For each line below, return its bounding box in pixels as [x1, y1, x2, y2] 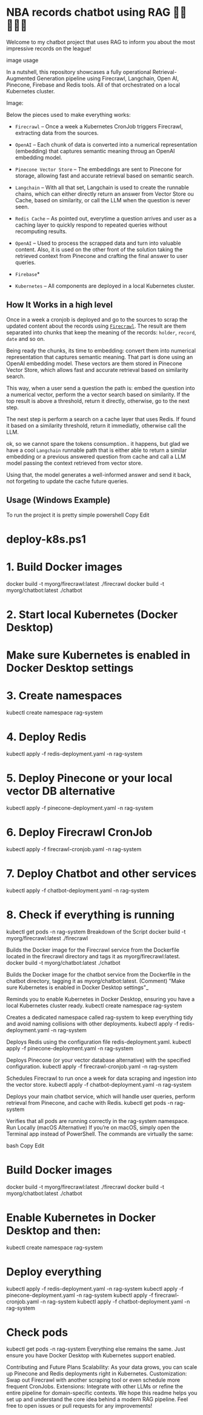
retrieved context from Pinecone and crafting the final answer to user [15, 252, 188, 259]
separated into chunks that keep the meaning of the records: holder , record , [6, 328, 196, 336]
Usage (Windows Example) [6, 495, 111, 505]
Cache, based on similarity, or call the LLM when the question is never [15, 196, 191, 204]
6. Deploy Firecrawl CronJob [6, 826, 153, 840]
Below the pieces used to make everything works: [6, 111, 131, 118]
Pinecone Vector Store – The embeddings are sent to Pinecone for [15, 165, 182, 173]
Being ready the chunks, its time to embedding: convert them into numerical [6, 346, 196, 354]
